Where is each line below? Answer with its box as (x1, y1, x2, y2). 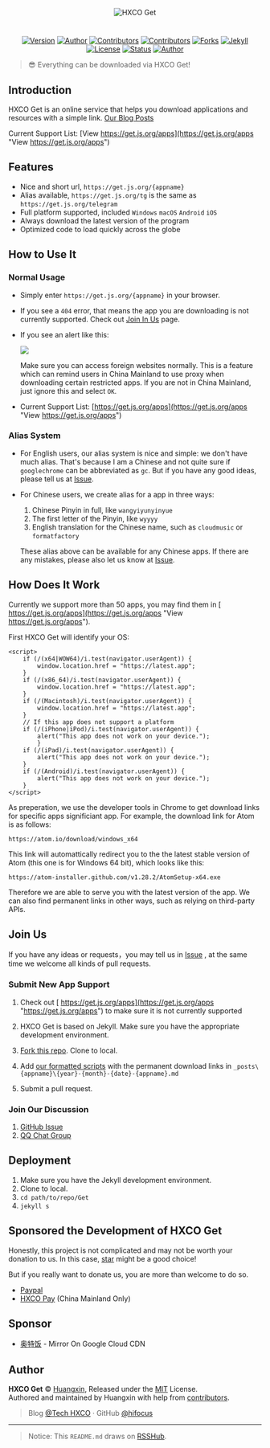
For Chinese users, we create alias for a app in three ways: (19, 489, 215, 499)
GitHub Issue (19, 1122, 63, 1132)
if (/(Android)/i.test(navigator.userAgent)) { (22, 767, 185, 775)
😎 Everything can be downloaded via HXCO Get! (27, 60, 191, 70)
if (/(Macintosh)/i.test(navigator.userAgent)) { (22, 697, 193, 705)
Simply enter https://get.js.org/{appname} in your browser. (19, 290, 221, 300)
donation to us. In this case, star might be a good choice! (8, 1254, 197, 1263)
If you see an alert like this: (19, 329, 109, 339)
